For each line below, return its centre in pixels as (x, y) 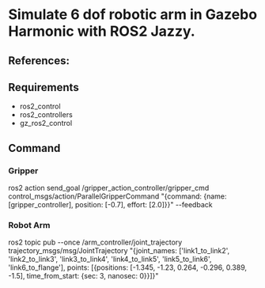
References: (39, 61)
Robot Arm (29, 225)
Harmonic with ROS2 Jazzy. (102, 31)
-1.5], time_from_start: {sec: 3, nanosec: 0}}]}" (83, 276)
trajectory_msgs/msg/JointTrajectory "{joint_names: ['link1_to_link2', (119, 251)
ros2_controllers (46, 115)
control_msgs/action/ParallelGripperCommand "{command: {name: (117, 196)
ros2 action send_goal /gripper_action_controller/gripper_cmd (109, 188)
